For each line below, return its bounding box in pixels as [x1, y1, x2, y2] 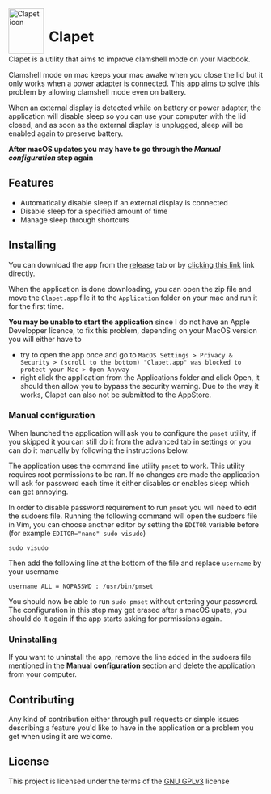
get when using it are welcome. [8, 731, 113, 741]
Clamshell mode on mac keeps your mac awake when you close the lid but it [8, 70, 264, 79]
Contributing [8, 693, 74, 707]
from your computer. [8, 669, 77, 679]
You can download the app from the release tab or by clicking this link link [8, 260, 255, 269]
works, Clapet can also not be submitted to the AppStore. [19, 390, 212, 399]
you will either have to [8, 334, 83, 344]
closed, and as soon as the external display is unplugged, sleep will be [8, 120, 243, 129]
